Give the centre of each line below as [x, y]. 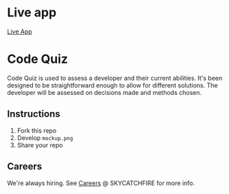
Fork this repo [37, 130]
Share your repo [40, 145]
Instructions [34, 114]
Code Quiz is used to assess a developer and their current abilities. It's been [115, 78]
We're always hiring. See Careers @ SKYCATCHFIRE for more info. [101, 183]
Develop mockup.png [45, 137]
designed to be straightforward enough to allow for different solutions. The [112, 85]
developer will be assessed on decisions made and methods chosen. [105, 92]
